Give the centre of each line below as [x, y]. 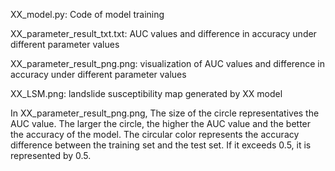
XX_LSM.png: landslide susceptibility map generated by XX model [146, 93]
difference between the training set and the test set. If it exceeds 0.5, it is [161, 145]
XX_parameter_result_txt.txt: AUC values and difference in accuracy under [163, 33]
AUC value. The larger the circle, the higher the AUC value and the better [161, 123]
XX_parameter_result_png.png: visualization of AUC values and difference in [168, 63]
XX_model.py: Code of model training [87, 14]
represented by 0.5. [51, 155]
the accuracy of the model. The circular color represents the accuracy [155, 134]
